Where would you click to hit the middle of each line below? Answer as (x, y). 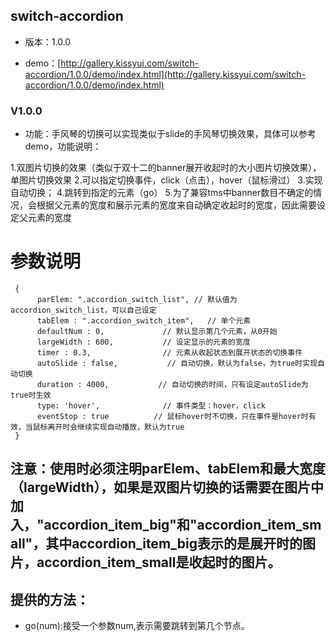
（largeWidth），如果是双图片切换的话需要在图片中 (167, 487)
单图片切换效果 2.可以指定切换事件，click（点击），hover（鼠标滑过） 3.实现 (166, 180)
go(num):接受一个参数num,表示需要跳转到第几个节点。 (137, 626)
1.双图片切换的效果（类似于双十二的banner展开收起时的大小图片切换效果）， (166, 168)
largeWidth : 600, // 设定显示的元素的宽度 (143, 342)
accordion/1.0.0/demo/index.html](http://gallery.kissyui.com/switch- (165, 74)
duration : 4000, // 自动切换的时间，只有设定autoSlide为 (172, 385)
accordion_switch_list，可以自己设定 (83, 310)
